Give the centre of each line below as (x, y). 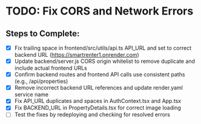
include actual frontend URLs (51, 68)
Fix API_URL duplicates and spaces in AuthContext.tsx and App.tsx (98, 101)
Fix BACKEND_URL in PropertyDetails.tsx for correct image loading (97, 108)
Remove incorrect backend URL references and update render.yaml (98, 88)
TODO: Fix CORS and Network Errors (100, 11)
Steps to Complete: (43, 34)
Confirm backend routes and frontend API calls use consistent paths (100, 74)
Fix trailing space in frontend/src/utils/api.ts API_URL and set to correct (103, 48)
